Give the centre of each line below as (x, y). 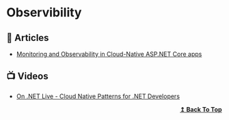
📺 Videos (27, 76)
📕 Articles (28, 38)
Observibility (44, 13)
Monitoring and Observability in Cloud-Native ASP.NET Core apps (109, 54)
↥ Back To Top (201, 109)
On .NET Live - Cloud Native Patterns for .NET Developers (98, 96)
